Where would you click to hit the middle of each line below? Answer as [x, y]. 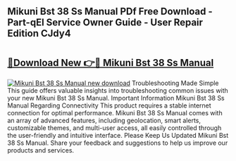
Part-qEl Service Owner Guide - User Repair [105, 23]
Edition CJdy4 [39, 33]
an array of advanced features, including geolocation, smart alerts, [104, 120]
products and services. [41, 150]
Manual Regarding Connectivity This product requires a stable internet [109, 105]
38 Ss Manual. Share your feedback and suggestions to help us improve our [118, 143]
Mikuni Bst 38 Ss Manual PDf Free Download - [110, 12]
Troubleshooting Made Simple [175, 83]
